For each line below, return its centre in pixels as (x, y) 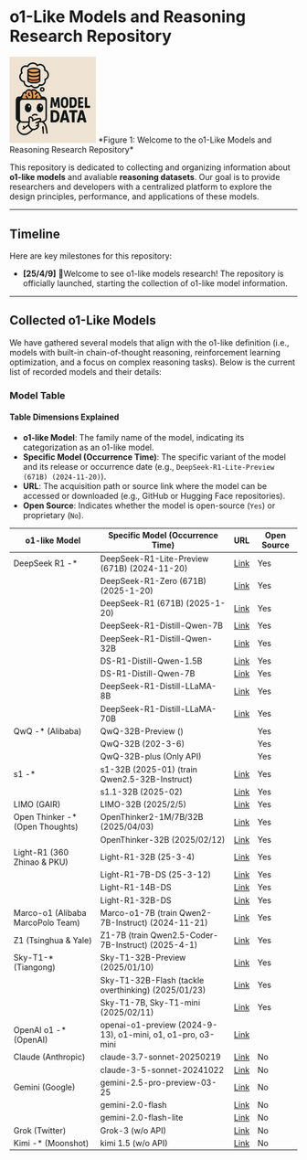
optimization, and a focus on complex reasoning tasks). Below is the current (152, 362)
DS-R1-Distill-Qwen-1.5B (151, 661)
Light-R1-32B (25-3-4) (148, 857)
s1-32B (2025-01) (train (149, 769)
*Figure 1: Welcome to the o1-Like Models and (185, 140)
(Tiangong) (35, 967)
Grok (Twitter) (40, 1130)
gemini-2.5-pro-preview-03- (159, 1082)
